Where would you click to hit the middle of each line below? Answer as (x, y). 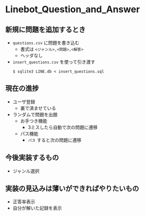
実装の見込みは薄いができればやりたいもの (72, 189)
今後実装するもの (32, 158)
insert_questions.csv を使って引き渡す (54, 62)
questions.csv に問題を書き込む (46, 43)
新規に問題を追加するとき (45, 29)
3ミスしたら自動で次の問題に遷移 (63, 127)
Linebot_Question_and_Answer (72, 9)
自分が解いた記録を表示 (37, 208)
